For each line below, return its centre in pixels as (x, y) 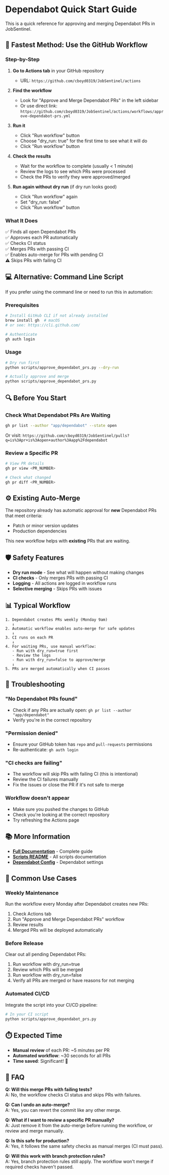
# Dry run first (22, 363)
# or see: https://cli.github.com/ (43, 325)
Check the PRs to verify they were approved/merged (75, 176)
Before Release (24, 943)
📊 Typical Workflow (38, 605)
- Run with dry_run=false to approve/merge (59, 660)
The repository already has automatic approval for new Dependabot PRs (81, 510)
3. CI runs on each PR (29, 637)
